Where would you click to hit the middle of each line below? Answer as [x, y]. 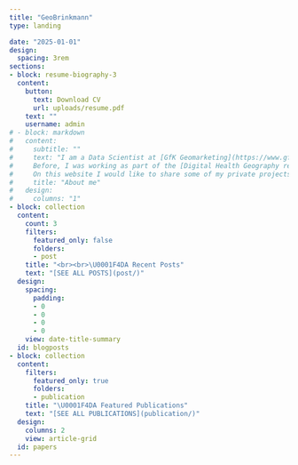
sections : [27, 67]
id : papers [37, 447]
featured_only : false [73, 240]
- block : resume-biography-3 [63, 75]
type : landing [35, 26]
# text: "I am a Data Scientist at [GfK [93, 157]
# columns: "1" [45, 199]
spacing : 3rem [43, 59]
